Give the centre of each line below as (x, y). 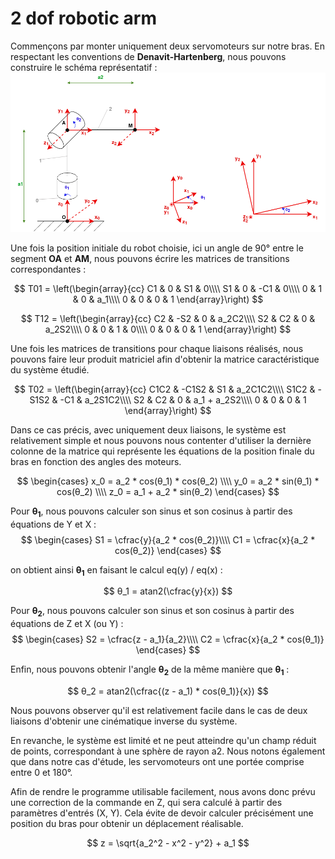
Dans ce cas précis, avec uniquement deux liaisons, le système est (148, 429)
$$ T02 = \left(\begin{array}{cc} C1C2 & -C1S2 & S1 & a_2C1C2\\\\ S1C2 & (165, 389)
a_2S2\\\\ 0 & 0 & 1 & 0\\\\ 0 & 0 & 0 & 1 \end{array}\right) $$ (168, 329)
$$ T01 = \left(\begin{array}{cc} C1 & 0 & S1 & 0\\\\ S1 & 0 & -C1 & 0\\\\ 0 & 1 (168, 288)
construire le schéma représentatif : (84, 67)
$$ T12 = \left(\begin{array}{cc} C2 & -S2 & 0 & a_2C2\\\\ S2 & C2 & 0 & (168, 318)
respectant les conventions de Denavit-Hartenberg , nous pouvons (148, 56)
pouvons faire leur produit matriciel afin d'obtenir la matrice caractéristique (165, 359)
